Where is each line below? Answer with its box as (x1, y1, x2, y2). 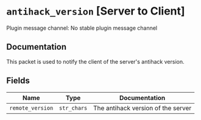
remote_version (9, 104, 54, 112)
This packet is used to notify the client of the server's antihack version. (6, 58, 185, 65)
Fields (6, 76, 30, 86)
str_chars (58, 104, 88, 112)
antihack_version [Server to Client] (6, 4, 185, 18)
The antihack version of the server (93, 104, 192, 112)
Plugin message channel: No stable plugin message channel (6, 24, 158, 32)
